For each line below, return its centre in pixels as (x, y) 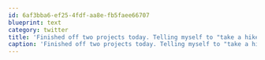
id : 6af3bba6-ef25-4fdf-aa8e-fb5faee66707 (79, 15)
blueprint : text (35, 23)
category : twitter (38, 30)
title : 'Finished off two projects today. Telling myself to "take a (125, 37)
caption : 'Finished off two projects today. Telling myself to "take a (128, 44)
